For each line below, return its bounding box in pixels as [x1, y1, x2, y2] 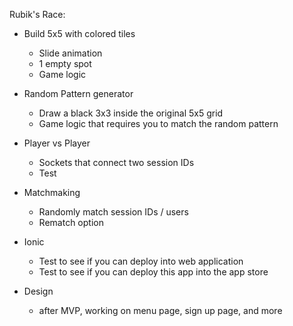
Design [23, 285, 54, 297]
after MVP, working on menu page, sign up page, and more [38, 305, 283, 316]
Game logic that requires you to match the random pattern [38, 118, 279, 129]
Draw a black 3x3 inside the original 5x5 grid [38, 107, 224, 119]
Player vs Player [23, 137, 91, 149]
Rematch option [38, 217, 104, 228]
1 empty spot [38, 58, 92, 69]
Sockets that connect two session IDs [38, 157, 195, 168]
